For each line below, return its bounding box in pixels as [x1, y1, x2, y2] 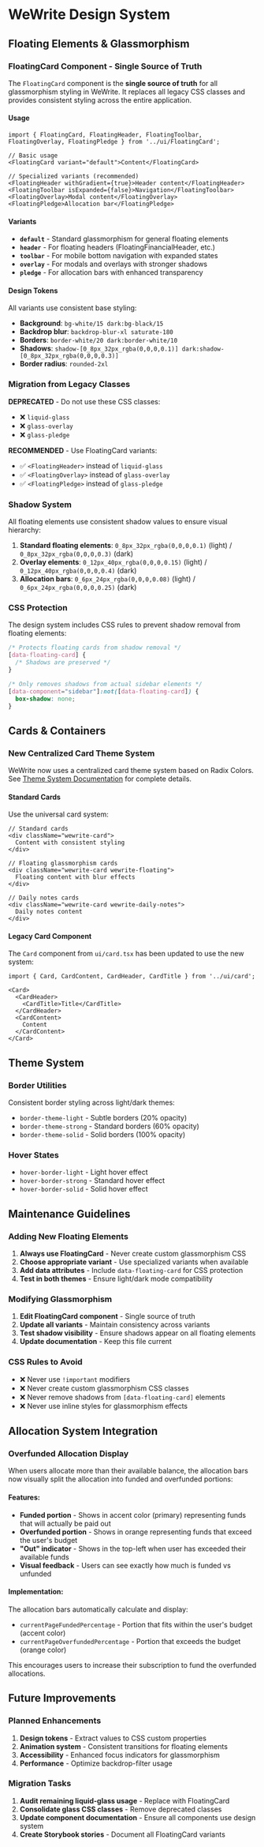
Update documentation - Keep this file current [19, 1337, 172, 1346]
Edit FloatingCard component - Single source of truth [19, 1312, 195, 1321]
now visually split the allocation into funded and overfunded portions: [8, 1474, 233, 1484]
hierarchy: [8, 525, 41, 535]
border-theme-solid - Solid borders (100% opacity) [19, 1130, 186, 1139]
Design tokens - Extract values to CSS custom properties [19, 1733, 207, 1743]
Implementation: [8, 1587, 64, 1597]
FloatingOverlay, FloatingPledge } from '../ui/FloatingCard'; [8, 138, 221, 146]
